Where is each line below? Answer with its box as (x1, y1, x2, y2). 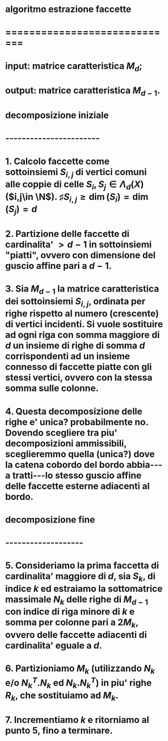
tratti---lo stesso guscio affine (12, 469, 142, 481)
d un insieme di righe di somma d (5, 340, 145, 351)
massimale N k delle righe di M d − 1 (5, 593, 148, 607)
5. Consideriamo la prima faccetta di (5, 560, 159, 571)
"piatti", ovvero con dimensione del (5, 250, 156, 261)
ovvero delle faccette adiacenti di (5, 629, 147, 641)
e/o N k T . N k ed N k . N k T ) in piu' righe (5, 675, 152, 690)
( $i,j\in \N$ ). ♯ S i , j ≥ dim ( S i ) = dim (5, 191, 149, 204)
